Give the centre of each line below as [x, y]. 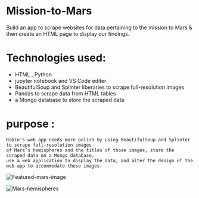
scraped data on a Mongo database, [50, 155]
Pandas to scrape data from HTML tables [65, 93]
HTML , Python [33, 74]
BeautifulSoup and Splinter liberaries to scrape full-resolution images [99, 87]
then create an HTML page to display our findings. [68, 33]
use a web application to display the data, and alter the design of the [100, 160]
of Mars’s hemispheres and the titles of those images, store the [90, 150]
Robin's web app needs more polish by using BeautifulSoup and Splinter [98, 140]
